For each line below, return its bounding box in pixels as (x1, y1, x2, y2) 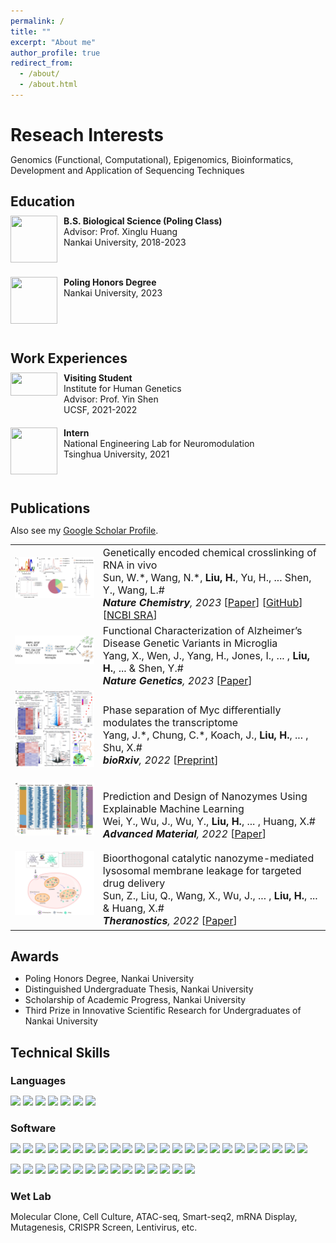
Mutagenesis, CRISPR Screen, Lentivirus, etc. (10, 1221, 198, 1234)
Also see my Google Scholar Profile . (10, 525, 159, 537)
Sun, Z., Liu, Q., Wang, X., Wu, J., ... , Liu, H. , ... (102, 889, 318, 902)
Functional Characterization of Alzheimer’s (102, 624, 303, 638)
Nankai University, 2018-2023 (63, 236, 187, 249)
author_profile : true (10, 48, 101, 58)
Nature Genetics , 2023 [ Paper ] (102, 674, 253, 688)
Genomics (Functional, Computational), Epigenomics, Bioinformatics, (10, 154, 294, 166)
